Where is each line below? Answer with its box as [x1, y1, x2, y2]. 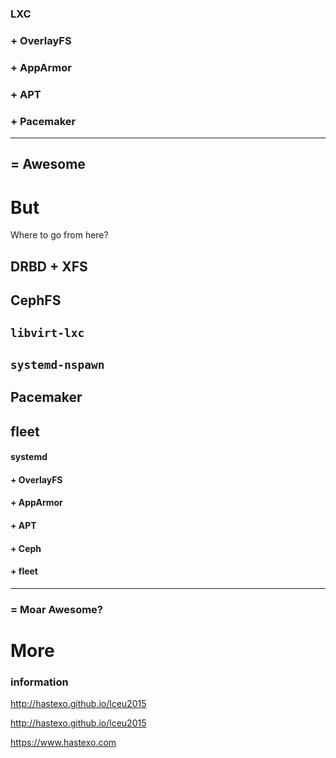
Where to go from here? [10, 229, 109, 241]
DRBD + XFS [10, 258, 88, 275]
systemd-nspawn [10, 357, 105, 372]
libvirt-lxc [10, 326, 85, 341]
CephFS [10, 292, 62, 309]
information [10, 675, 69, 689]
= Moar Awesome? [10, 602, 104, 616]
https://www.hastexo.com [10, 737, 117, 749]
